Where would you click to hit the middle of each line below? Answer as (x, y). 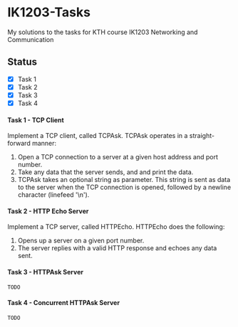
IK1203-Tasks (49, 12)
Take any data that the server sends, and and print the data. (105, 172)
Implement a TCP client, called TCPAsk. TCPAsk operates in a (98, 136)
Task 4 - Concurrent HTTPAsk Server (63, 303)
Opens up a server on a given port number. (81, 241)
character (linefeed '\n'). (53, 195)
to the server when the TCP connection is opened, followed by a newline (124, 187)
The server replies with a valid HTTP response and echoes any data (117, 248)
